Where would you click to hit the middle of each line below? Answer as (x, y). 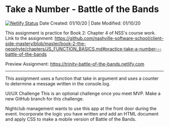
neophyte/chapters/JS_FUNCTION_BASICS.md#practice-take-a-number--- (83, 49)
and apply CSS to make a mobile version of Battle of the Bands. (71, 119)
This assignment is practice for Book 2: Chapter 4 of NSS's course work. (80, 33)
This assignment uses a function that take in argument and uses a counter (82, 78)
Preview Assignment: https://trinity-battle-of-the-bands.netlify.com (75, 64)
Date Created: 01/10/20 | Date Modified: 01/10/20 (90, 23)
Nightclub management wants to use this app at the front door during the (81, 108)
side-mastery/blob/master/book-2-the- (46, 43)
